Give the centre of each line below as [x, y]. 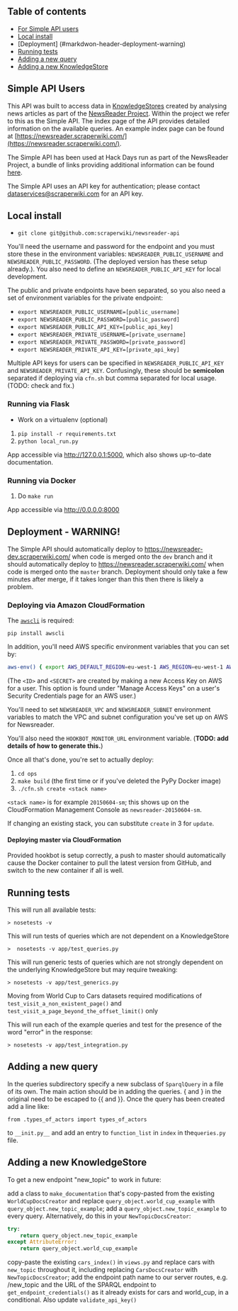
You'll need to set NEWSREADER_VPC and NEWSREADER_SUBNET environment [109, 710]
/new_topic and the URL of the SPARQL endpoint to [82, 1285]
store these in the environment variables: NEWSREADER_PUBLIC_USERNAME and [115, 254]
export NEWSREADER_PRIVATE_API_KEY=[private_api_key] [98, 350]
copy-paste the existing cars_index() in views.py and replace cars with [111, 1262]
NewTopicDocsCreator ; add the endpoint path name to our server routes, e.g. [118, 1277]
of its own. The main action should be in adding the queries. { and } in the [114, 1091]
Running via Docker [42, 480]
